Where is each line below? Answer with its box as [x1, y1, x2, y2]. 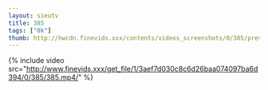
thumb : [8, 33, 30, 42]
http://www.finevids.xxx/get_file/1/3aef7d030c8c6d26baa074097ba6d [26, 65, 258, 74]
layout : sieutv [8, 11, 59, 20]
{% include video [8, 56, 65, 65]
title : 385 [8, 19, 45, 27]
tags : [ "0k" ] [8, 26, 52, 34]
